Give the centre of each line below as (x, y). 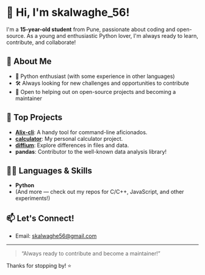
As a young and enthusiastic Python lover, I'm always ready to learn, (112, 35)
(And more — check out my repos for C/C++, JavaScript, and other (99, 192)
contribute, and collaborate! (41, 42)
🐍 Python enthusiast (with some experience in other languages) (95, 76)
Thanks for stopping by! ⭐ (39, 266)
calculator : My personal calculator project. (69, 138)
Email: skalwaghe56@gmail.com (56, 236)
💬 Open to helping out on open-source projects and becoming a (95, 91)
